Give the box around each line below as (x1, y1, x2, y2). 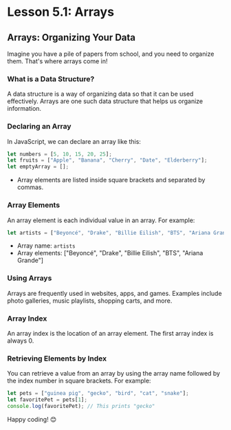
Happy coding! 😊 (7, 415, 57, 423)
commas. (16, 183, 44, 191)
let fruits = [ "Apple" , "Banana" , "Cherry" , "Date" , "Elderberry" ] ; (7, 157, 208, 164)
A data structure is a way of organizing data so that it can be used (7, 90, 194, 98)
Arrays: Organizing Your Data (7, 32, 136, 43)
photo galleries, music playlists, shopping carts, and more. (7, 297, 173, 305)
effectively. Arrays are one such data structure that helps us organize (7, 97, 203, 105)
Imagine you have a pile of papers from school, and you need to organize (7, 50, 214, 58)
